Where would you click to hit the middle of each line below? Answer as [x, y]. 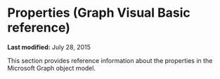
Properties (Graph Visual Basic [99, 13]
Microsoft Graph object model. [52, 68]
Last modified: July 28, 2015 [49, 47]
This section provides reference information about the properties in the [110, 60]
